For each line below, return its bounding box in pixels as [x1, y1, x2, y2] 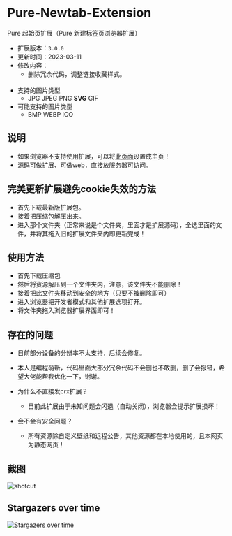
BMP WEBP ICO [27, 110, 74, 118]
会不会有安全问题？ [17, 417, 73, 426]
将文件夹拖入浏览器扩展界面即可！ [17, 306, 116, 315]
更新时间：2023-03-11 [17, 52, 82, 61]
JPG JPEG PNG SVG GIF [27, 94, 99, 102]
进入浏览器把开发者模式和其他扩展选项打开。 [17, 298, 146, 306]
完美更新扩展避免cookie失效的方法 [7, 183, 157, 195]
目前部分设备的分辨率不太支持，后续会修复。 [17, 349, 146, 357]
